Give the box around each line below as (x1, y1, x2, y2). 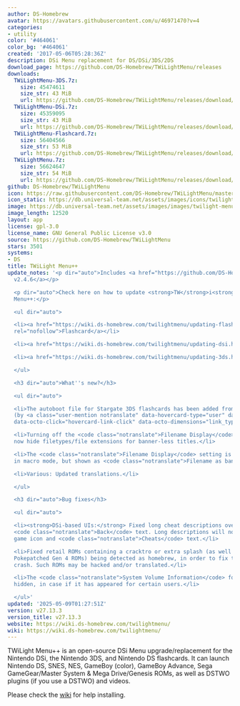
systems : (7, 249, 34, 257)
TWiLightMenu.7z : (14, 156, 66, 164)
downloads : (7, 70, 40, 77)
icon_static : (7, 196, 46, 203)
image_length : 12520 (7, 210, 69, 217)
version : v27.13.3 (7, 607, 62, 614)
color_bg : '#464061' (7, 44, 69, 51)
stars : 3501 (7, 243, 43, 250)
